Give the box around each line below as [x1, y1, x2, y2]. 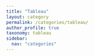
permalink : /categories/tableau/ [6, 19, 89, 25]
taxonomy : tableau [6, 30, 51, 36]
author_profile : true [6, 24, 60, 31]
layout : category [6, 14, 49, 20]
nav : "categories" [11, 41, 57, 47]
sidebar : [6, 36, 28, 41]
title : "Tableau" [6, 8, 49, 15]
